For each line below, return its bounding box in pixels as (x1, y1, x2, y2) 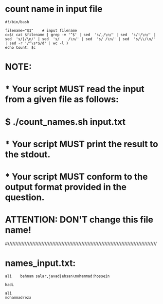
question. (5, 191, 45, 203)
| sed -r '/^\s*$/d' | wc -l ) (5, 40, 69, 46)
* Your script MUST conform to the (5, 171, 148, 182)
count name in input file (5, 3, 103, 15)
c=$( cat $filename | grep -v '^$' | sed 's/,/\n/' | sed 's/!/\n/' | (5, 32, 156, 37)
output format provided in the (5, 181, 127, 192)
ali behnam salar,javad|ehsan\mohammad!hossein (5, 274, 110, 279)
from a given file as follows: (5, 94, 119, 105)
